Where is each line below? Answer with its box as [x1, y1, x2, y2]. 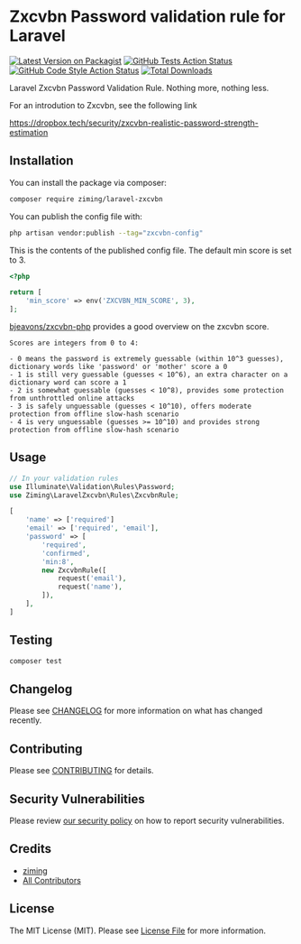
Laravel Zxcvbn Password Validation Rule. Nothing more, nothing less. [9, 82, 269, 93]
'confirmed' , [41, 549, 91, 558]
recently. [9, 715, 42, 726]
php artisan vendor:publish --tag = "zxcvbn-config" [9, 228, 204, 237]
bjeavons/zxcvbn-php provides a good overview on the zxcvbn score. [9, 321, 269, 331]
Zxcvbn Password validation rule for [9, 6, 286, 27]
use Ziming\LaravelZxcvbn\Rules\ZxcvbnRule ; [9, 490, 179, 500]
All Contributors [22, 875, 81, 885]
